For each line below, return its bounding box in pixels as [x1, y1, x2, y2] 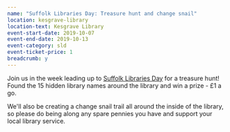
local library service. [7, 117, 66, 125]
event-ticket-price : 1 [7, 49, 73, 56]
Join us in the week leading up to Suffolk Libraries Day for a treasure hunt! [7, 74, 220, 82]
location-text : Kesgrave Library [7, 23, 104, 30]
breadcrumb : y [7, 55, 49, 62]
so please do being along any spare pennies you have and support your [7, 109, 213, 117]
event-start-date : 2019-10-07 [7, 29, 95, 37]
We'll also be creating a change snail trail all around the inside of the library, [7, 102, 224, 111]
